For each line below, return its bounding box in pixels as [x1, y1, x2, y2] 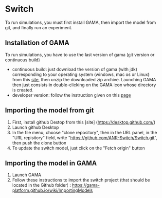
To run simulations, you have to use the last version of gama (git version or [5, 52, 155, 57]
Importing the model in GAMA [5, 159, 97, 167]
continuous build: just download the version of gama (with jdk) [12, 66, 138, 72]
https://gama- [72, 182, 100, 188]
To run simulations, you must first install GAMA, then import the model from [5, 19, 156, 25]
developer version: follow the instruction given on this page [12, 92, 131, 98]
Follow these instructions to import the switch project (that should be [12, 177, 150, 183]
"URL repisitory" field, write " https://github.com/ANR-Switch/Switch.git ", [12, 135, 158, 141]
